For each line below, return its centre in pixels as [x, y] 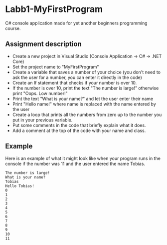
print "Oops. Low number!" [40, 93]
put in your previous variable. [42, 120]
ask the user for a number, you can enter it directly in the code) [77, 77]
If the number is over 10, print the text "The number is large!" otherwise [85, 88]
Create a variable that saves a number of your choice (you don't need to [86, 72]
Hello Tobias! [20, 186]
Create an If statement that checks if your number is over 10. [75, 82]
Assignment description [44, 44]
